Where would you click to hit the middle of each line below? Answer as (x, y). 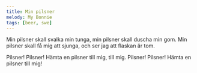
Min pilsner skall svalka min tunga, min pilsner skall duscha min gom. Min (97, 40)
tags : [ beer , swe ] (29, 23)
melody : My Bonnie (29, 17)
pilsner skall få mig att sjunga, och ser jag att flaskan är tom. (80, 46)
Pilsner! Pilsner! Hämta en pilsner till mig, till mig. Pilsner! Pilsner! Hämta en (99, 58)
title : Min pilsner (31, 12)
